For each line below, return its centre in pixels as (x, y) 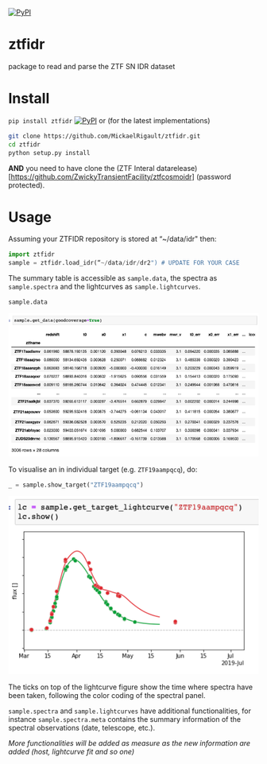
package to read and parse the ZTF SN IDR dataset (92, 66)
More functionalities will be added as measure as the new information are (130, 743)
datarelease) (177, 168)
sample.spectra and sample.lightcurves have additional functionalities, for (130, 711)
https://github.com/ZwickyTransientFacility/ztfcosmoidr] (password (121, 176)
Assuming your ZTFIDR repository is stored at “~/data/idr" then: (112, 239)
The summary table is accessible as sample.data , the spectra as (113, 278)
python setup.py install (49, 153)
